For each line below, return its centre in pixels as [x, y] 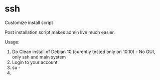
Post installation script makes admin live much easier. [60, 32]
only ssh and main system [39, 57]
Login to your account [35, 62]
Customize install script [29, 22]
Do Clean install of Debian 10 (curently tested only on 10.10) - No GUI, [84, 51]
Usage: [12, 42]
